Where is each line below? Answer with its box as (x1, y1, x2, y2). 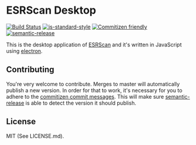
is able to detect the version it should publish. (25, 99, 136, 106)
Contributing (6, 65, 54, 75)
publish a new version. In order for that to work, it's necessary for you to (6, 87, 182, 94)
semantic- (165, 93, 191, 100)
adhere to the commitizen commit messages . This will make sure (6, 93, 165, 100)
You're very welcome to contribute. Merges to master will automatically (6, 80, 180, 87)
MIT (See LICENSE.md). (6, 132, 65, 140)
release (6, 99, 25, 106)
